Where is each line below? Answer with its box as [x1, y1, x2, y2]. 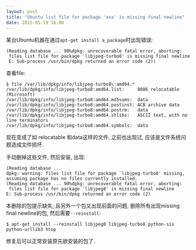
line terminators [6, 117, 49, 124]
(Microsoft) [6, 92, 35, 98]
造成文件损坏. [11, 141, 44, 148]
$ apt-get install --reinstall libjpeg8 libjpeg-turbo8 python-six [6, 222, 175, 228]
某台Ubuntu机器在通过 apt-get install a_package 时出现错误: [6, 37, 153, 44]
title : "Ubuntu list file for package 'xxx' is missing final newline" [6, 14, 185, 20]
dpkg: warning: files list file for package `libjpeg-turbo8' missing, [6, 170, 185, 177]
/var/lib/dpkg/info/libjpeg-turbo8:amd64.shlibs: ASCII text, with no [6, 113, 188, 119]
